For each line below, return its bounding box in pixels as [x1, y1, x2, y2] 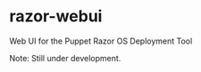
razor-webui [9, 6, 103, 27]
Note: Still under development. [9, 52, 121, 63]
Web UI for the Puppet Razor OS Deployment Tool [9, 36, 193, 46]
